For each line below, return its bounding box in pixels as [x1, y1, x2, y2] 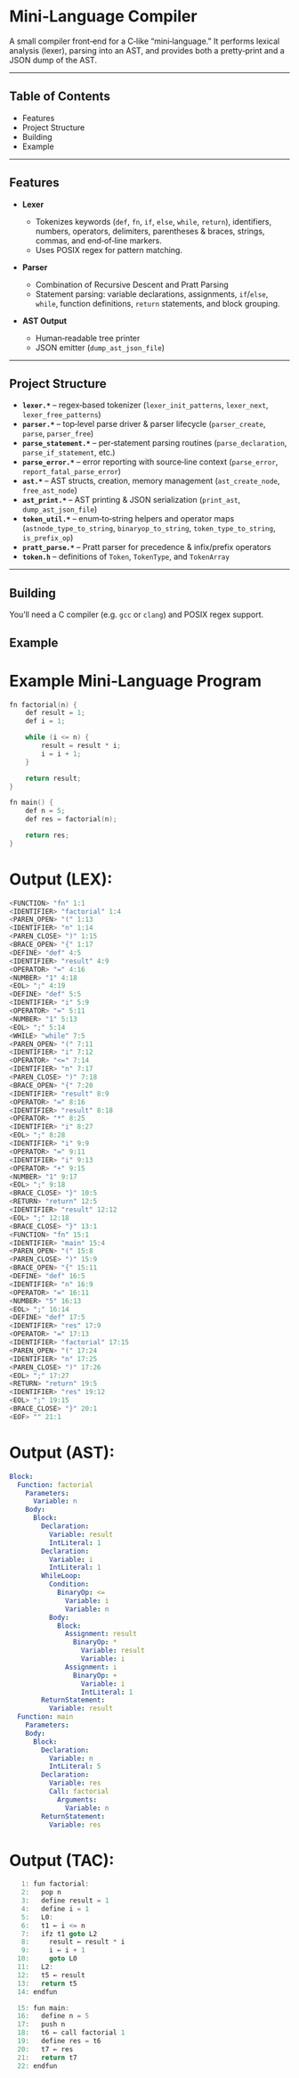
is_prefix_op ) [21, 532, 74, 543]
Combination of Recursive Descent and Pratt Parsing [35, 279, 229, 290]
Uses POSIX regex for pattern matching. [35, 244, 182, 255]
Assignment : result [65, 1630, 138, 1639]
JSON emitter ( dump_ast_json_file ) [35, 341, 166, 353]
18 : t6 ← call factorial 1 [17, 2028, 125, 2038]
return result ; [25, 774, 82, 783]
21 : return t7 [17, 2053, 77, 2062]
